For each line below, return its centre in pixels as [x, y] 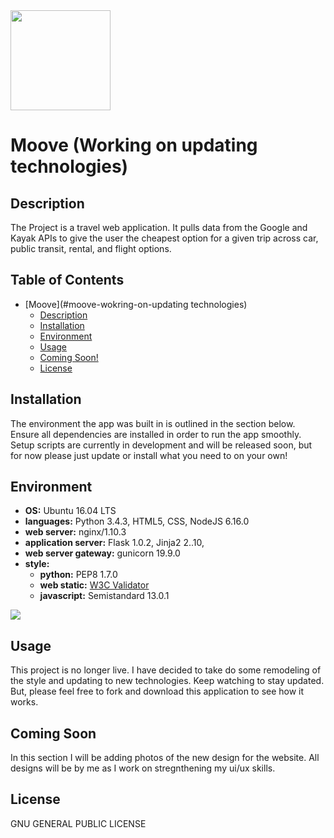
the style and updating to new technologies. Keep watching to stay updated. [167, 681]
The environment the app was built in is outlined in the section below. [153, 423]
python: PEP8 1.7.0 [78, 575]
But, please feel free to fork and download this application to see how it [157, 691]
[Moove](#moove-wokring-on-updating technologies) [136, 304]
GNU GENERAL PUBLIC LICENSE [78, 823]
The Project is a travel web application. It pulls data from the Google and [159, 227]
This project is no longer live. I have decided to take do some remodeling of [166, 670]
